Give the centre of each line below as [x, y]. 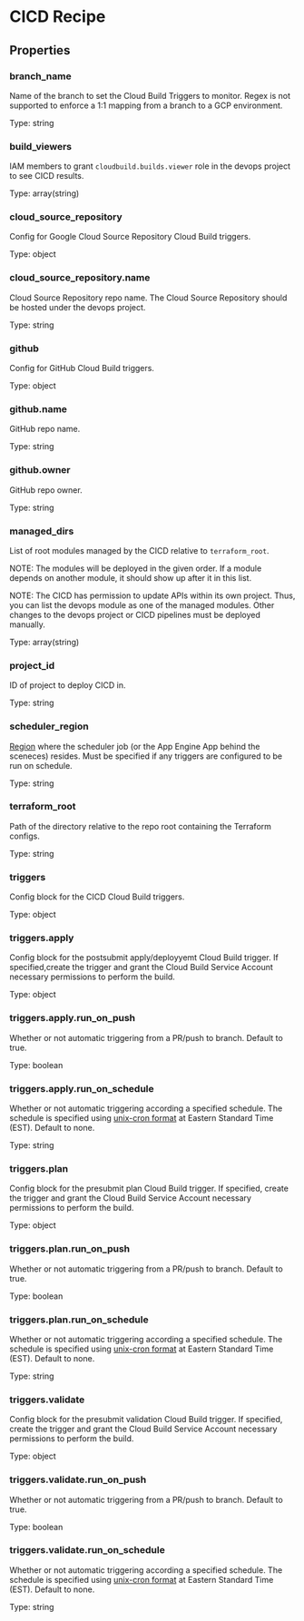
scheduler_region [49, 726]
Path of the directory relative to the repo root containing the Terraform [141, 826]
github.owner [40, 470]
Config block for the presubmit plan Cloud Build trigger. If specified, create [149, 1189]
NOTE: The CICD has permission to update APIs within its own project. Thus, [152, 595]
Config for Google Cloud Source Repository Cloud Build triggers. [130, 237]
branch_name [40, 76]
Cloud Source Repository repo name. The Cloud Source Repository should [148, 298]
